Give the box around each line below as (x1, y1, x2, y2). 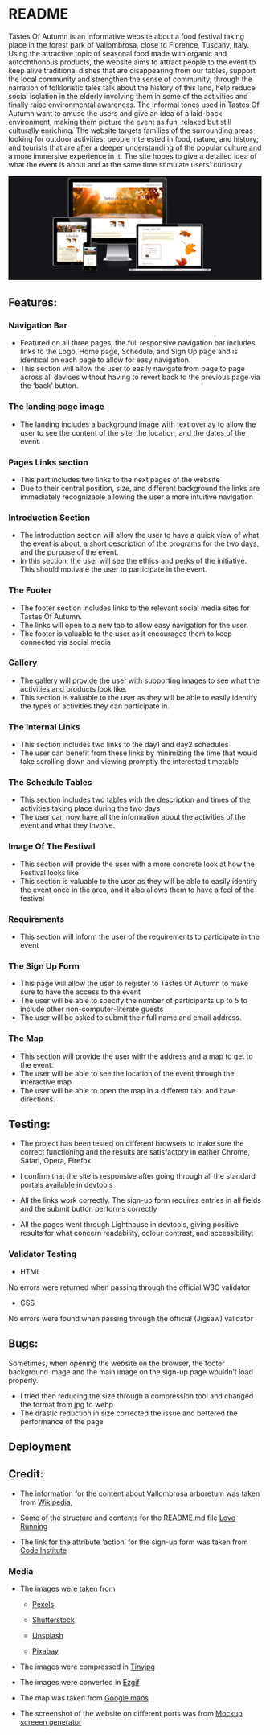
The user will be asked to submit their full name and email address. (19, 1013, 242, 1022)
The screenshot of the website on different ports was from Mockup (19, 1708, 243, 1719)
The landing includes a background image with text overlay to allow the (19, 419, 256, 429)
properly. (8, 1375, 39, 1385)
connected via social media (19, 637, 111, 646)
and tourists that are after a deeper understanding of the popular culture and (8, 143, 262, 152)
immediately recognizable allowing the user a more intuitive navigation (19, 492, 253, 502)
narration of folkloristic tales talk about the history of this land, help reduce (8, 82, 256, 93)
